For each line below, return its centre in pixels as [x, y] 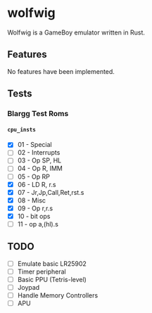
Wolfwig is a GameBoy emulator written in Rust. [76, 32]
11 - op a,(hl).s [38, 224]
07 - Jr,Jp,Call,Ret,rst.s [51, 192]
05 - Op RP [34, 177]
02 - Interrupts [39, 153]
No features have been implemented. [61, 71]
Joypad [28, 287]
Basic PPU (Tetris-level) [52, 279]
